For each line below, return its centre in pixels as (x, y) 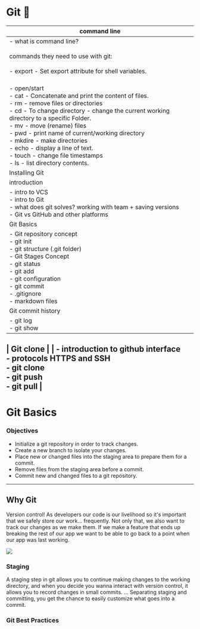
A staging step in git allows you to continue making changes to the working (98, 579)
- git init (21, 241)
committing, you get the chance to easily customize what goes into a (90, 598)
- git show (24, 328)
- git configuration (35, 278)
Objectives (22, 431)
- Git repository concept (43, 234)
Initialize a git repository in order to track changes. (76, 444)
